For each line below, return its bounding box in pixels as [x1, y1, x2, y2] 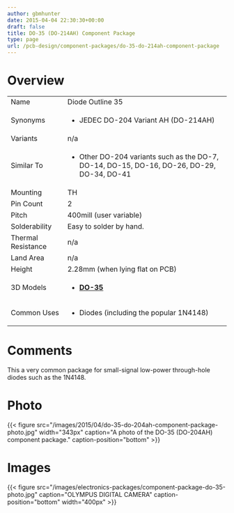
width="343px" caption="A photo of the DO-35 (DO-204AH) [39, 428, 213, 436]
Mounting [10, 187, 42, 197]
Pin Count [10, 199, 43, 208]
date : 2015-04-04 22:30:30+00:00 [7, 17, 104, 24]
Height [10, 264, 33, 274]
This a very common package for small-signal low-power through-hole [7, 365, 210, 374]
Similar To [10, 160, 43, 170]
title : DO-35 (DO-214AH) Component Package [7, 29, 136, 37]
